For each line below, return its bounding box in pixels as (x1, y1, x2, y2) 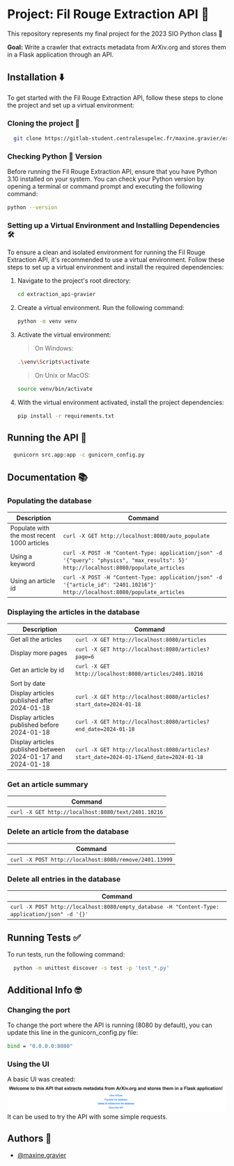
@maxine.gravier (17, 1151, 67, 1160)
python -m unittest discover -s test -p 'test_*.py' (13, 965, 170, 972)
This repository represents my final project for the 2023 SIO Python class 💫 (7, 29, 223, 38)
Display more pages (10, 649, 68, 657)
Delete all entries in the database (7, 874, 120, 884)
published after (10, 696, 54, 704)
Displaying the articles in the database (7, 607, 141, 617)
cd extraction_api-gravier (17, 291, 96, 298)
